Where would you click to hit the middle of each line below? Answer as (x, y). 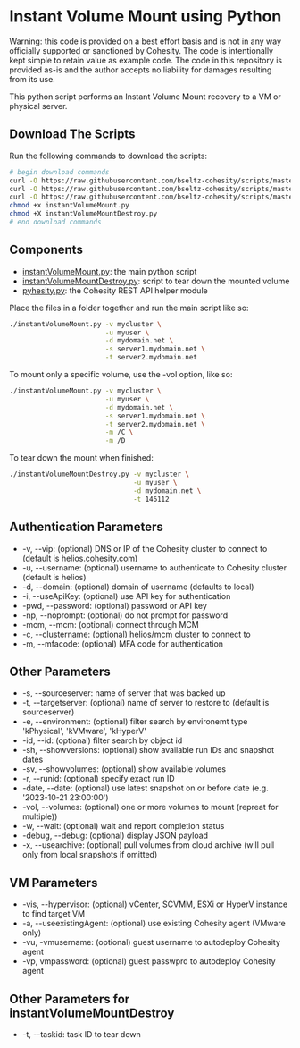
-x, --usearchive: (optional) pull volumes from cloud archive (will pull (148, 845)
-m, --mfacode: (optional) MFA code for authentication (123, 643)
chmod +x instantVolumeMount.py (69, 206)
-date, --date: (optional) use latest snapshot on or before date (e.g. (146, 788)
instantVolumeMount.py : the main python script (109, 271)
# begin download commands (59, 172)
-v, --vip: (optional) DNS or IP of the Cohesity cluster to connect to (145, 548)
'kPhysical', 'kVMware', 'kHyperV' (84, 731)
